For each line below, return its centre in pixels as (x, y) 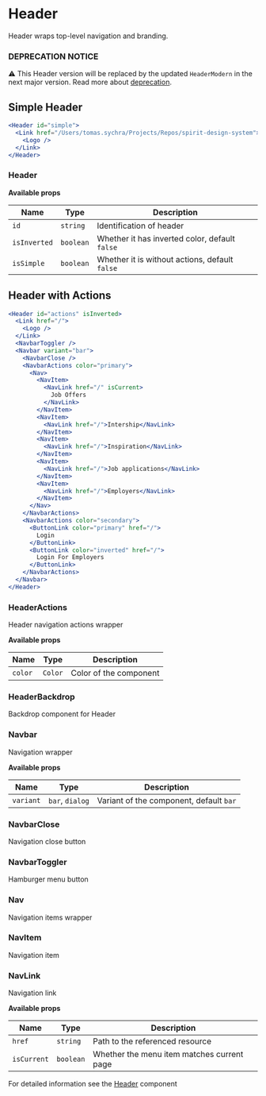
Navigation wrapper (40, 752)
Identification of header (141, 226)
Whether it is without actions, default (165, 259)
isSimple (28, 263)
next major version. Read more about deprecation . (90, 82)
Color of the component (115, 673)
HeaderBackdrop (42, 697)
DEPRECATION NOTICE (53, 56)
